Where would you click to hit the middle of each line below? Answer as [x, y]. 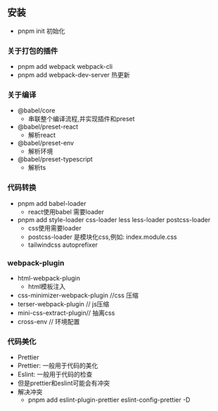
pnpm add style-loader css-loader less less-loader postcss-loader [114, 219]
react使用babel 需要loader [66, 211]
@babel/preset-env [46, 143]
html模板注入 [47, 286]
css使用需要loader [55, 228]
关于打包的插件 [33, 51]
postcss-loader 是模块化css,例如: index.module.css [102, 237]
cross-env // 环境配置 [49, 321]
